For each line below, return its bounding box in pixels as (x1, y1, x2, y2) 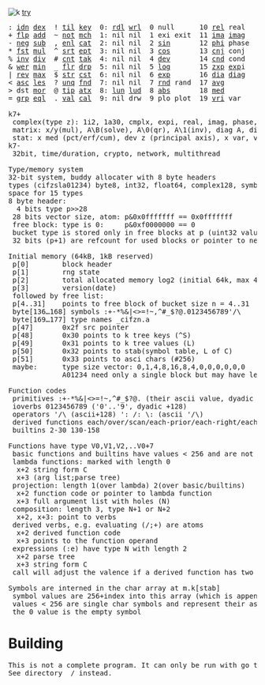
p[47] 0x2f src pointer (12, 323, 129, 332)
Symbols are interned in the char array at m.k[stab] (8, 584, 221, 593)
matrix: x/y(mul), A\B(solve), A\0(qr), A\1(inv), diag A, (12, 126, 246, 134)
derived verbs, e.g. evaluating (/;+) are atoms (12, 521, 204, 529)
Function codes (8, 386, 67, 395)
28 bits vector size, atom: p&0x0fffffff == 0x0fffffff (12, 213, 233, 221)
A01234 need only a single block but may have (62, 371, 246, 379)
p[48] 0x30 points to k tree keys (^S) (12, 331, 192, 340)
